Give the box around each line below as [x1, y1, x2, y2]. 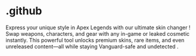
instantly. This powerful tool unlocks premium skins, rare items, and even [5, 36, 185, 43]
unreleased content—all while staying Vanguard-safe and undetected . [5, 43, 179, 50]
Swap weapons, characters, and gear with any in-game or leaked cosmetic [5, 30, 190, 37]
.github [5, 4, 42, 18]
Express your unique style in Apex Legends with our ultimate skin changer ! [5, 24, 191, 31]
